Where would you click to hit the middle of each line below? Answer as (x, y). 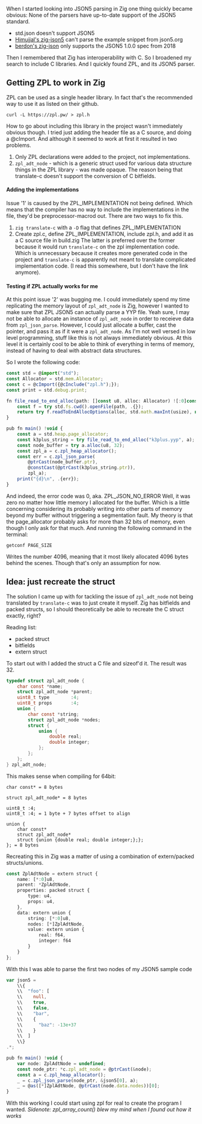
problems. (19, 145)
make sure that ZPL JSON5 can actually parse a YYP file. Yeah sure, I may (98, 312)
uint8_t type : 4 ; (48, 697)
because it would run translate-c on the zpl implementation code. (97, 247)
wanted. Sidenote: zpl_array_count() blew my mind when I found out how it (99, 1110)
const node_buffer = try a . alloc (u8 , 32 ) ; (71, 445)
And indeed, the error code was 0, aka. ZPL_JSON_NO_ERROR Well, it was (98, 496)
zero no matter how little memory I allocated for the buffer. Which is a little (98, 502)
